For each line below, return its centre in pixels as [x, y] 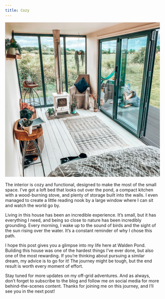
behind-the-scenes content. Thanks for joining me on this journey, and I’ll [79, 286]
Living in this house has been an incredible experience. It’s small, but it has [81, 215]
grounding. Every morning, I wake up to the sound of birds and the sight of [81, 225]
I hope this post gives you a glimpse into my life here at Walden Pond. [75, 245]
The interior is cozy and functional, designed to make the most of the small [81, 184]
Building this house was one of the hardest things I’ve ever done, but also [79, 250]
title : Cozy [17, 10]
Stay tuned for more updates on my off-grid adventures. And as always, [78, 275]
